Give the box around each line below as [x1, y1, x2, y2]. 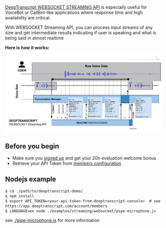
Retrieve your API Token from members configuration [12, 160, 121, 166]
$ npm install [5, 194, 35, 199]
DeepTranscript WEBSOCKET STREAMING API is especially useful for [5, 4, 147, 10]
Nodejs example [5, 175, 56, 183]
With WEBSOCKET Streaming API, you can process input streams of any [5, 24, 153, 30]
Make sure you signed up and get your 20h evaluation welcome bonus [12, 155, 156, 161]
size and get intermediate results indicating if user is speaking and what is [5, 30, 157, 35]
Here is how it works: [5, 45, 50, 50]
